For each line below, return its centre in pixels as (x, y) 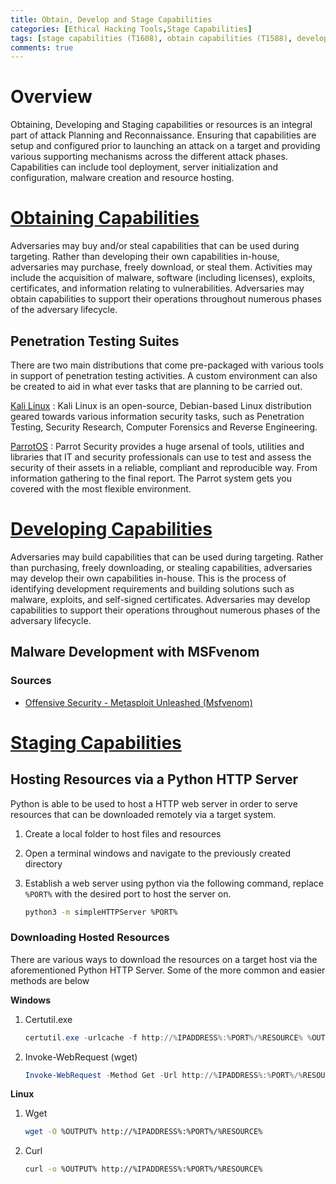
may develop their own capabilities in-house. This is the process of (148, 578)
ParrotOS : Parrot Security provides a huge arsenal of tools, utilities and (157, 446)
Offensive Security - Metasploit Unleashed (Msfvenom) (138, 702)
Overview (51, 97)
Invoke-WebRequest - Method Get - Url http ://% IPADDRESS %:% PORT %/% (163, 1075)
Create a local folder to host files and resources (123, 833)
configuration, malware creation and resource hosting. (122, 178)
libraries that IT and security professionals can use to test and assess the (161, 457)
